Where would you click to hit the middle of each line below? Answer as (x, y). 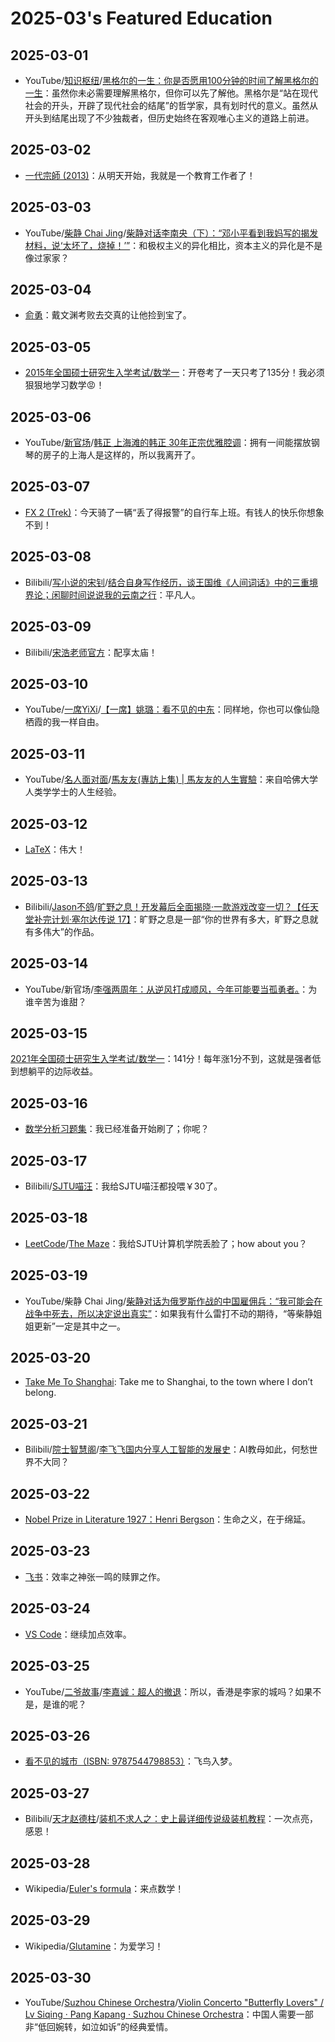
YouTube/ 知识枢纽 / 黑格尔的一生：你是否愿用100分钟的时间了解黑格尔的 (171, 80)
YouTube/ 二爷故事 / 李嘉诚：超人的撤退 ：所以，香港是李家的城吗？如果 (168, 1691)
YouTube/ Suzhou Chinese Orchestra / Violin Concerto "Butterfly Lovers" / (174, 2002)
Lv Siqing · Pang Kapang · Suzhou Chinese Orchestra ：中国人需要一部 (169, 2014)
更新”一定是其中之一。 (79, 1326)
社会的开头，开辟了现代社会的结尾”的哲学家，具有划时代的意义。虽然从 (171, 105)
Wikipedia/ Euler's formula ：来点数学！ (104, 1888)
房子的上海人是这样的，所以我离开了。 (121, 455)
